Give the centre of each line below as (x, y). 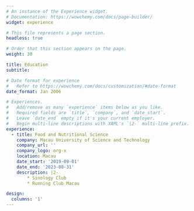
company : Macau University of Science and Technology (83, 140)
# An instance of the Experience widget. (57, 11)
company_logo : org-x (41, 151)
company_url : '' (37, 145)
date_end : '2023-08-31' (46, 167)
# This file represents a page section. (56, 33)
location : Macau (37, 156)
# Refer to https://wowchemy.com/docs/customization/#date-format (91, 86)
